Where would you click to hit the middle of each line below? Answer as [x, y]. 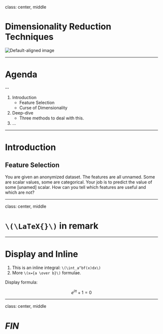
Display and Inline [42, 254]
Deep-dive [23, 113]
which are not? [20, 192]
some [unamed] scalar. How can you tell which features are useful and [76, 187]
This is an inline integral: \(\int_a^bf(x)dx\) [56, 267]
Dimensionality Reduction [58, 27]
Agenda [21, 75]
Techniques [29, 37]
